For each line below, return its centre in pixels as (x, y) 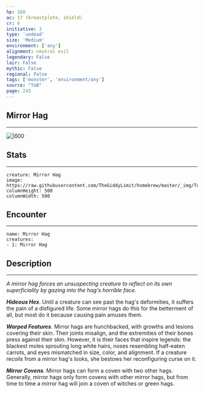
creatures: (20, 240)
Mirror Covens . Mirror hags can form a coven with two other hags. (90, 371)
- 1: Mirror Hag (27, 245)
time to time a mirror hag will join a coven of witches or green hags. (90, 384)
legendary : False (28, 57)
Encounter (26, 214)
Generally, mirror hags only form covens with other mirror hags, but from (97, 377)
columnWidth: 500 (28, 196)
